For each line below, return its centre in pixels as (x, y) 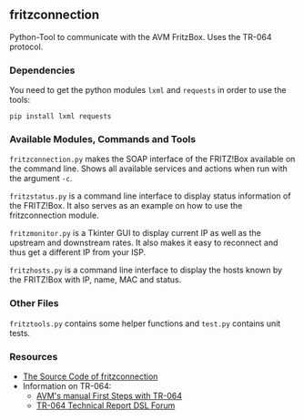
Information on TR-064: (67, 386)
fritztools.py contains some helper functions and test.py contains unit (145, 323)
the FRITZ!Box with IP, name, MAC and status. (96, 280)
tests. (20, 333)
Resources (34, 356)
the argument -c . (41, 179)
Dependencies (42, 70)
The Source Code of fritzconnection (90, 376)
